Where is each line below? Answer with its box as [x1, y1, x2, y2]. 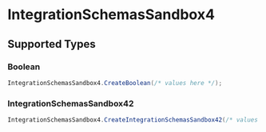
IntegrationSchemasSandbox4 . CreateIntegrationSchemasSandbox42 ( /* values [7, 116, 259, 124]
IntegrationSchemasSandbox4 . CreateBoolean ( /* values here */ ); [7, 79, 223, 87]
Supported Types [7, 37, 97, 51]
